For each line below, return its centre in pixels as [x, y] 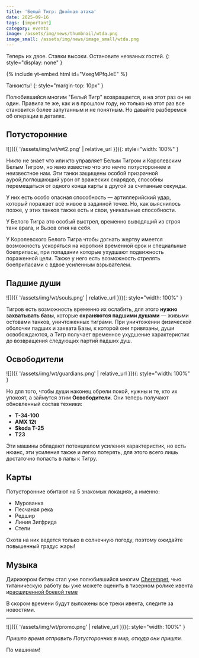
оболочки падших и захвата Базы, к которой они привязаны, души [90, 328]
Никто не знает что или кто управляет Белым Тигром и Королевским [94, 160]
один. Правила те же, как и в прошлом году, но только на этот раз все [96, 103]
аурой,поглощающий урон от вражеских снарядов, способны [85, 180]
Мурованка [29, 503]
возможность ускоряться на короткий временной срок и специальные [96, 245]
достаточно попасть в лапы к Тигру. [52, 459]
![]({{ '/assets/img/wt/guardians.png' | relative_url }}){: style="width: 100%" [98, 374]
